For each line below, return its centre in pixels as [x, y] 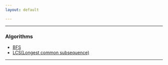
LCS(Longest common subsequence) [51, 52]
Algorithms [19, 36]
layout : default [22, 10]
